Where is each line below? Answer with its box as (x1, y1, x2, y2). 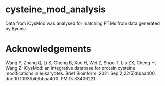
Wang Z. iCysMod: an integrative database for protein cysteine (5, 65, 135, 71)
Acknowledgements (5, 43, 92, 55)
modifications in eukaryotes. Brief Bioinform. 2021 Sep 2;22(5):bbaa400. (5, 70, 156, 76)
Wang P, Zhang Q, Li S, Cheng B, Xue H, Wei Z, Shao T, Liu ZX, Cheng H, (5, 59, 156, 66)
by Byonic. (5, 25, 27, 31)
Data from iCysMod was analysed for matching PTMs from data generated (5, 20, 160, 26)
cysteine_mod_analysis (5, 4, 106, 15)
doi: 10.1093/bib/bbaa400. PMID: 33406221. (5, 75, 97, 81)
